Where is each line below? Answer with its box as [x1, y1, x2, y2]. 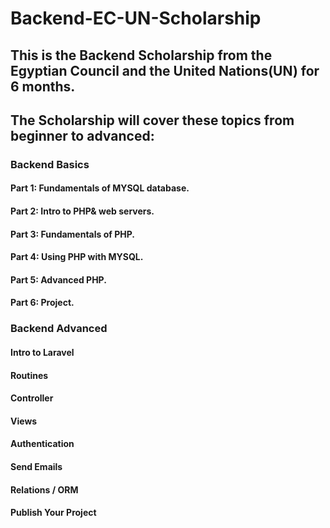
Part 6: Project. [10, 297, 75, 309]
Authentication [10, 438, 75, 450]
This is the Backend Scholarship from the [10, 47, 273, 64]
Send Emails [10, 460, 63, 472]
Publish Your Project [10, 507, 97, 519]
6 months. [10, 78, 76, 95]
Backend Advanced [10, 322, 108, 336]
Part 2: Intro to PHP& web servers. [10, 205, 155, 217]
